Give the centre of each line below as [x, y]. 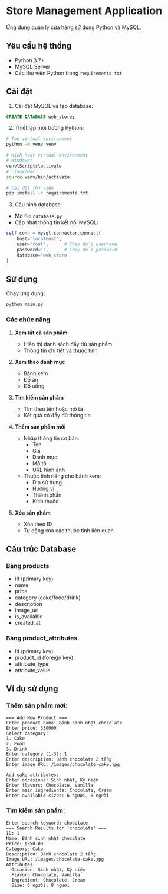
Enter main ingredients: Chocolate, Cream [59, 791]
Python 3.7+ [29, 60]
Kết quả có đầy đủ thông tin [57, 415]
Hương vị [43, 488]
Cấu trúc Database [41, 549]
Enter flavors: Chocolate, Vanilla [50, 786]
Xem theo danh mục [40, 362]
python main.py [25, 304]
